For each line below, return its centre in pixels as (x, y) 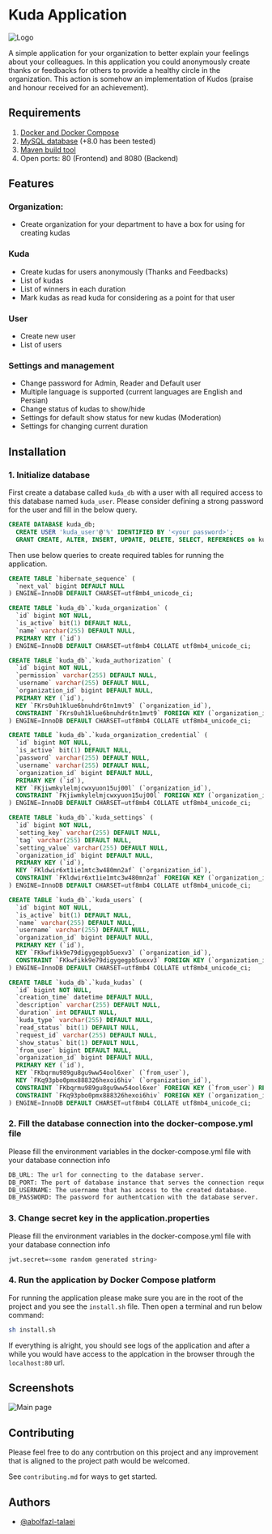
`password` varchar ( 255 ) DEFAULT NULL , (83, 758)
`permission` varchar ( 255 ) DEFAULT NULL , (87, 675)
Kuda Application (68, 15)
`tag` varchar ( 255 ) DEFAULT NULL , (74, 840)
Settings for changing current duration (84, 426)
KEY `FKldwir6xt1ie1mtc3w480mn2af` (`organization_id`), (114, 871)
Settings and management (62, 365)
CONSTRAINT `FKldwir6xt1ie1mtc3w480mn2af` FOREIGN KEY (110, 878)
